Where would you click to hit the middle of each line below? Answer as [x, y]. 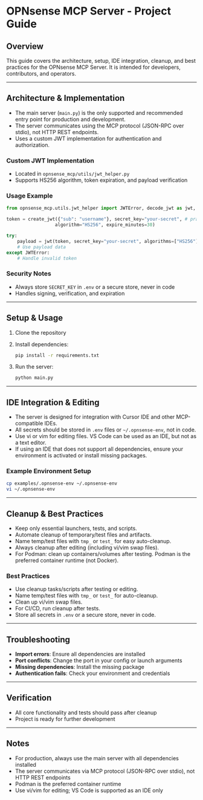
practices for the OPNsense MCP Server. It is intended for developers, [94, 67]
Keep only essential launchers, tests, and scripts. [76, 528]
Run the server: [34, 367]
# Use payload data [42, 247]
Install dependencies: [42, 344]
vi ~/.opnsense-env [31, 489]
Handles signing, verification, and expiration [70, 293]
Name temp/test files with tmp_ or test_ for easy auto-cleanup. [93, 541]
